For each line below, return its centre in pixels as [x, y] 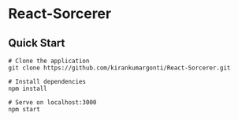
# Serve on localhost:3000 [52, 103]
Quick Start [37, 43]
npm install [28, 88]
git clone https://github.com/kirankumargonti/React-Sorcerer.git [119, 68]
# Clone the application [49, 61]
